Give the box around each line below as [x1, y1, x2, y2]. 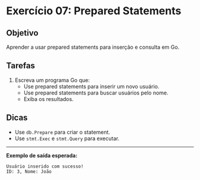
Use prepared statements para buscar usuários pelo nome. [23, 89, 168, 96]
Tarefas [6, 61, 36, 71]
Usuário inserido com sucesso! [6, 163, 84, 169]
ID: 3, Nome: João [6, 168, 52, 175]
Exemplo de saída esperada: [6, 151, 78, 159]
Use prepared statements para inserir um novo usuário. [23, 83, 160, 90]
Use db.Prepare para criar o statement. [14, 128, 110, 135]
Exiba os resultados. [23, 95, 74, 102]
